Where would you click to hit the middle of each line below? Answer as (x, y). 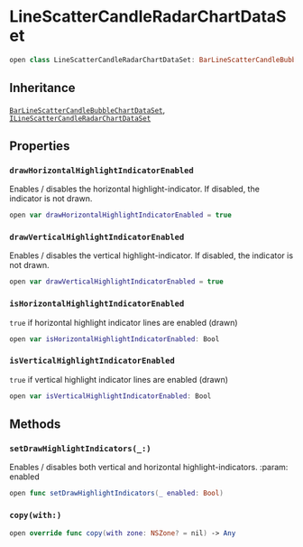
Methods (35, 425)
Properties (40, 146)
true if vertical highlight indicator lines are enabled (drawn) (119, 379)
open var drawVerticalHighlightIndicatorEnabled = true (116, 282)
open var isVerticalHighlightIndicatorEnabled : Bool (110, 396)
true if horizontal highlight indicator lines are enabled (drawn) (124, 322)
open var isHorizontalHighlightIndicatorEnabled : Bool (115, 339)
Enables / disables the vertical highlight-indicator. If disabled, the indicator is (151, 255)
